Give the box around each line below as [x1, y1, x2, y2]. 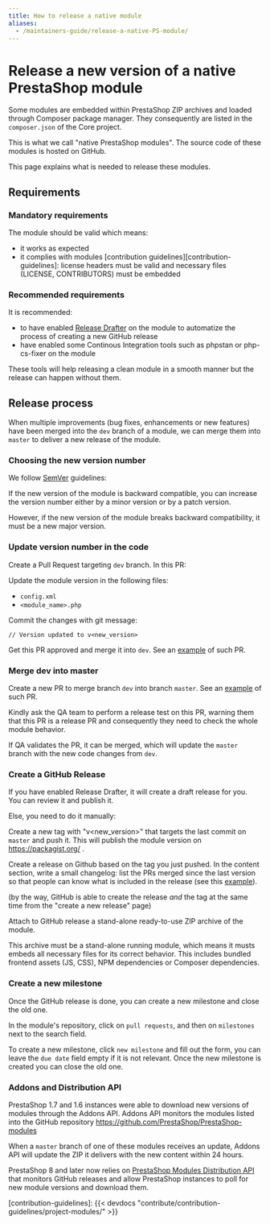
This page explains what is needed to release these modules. [8, 162, 211, 172]
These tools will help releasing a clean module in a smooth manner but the [8, 364, 255, 374]
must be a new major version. [8, 521, 107, 531]
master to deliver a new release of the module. [8, 435, 162, 445]
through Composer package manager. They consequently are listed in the [8, 114, 253, 123]
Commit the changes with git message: [8, 615, 138, 625]
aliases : [8, 19, 38, 27]
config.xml [19, 593, 57, 601]
